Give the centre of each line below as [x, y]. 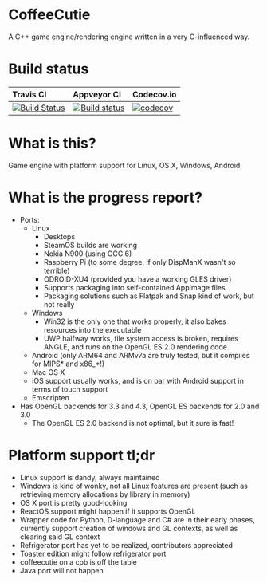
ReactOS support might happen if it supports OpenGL [108, 511]
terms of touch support [70, 389]
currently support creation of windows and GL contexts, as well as [129, 528]
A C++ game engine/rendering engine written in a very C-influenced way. [129, 37]
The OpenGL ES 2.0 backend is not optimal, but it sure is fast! [133, 423]
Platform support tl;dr [82, 455]
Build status [49, 69]
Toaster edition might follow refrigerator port [93, 553]
